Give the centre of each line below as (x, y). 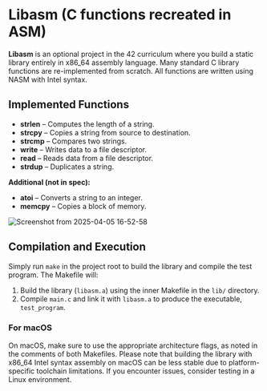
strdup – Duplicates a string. (67, 167)
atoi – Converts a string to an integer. (81, 197)
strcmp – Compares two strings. (73, 141)
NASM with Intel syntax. (48, 79)
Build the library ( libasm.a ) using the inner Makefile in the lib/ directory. (140, 290)
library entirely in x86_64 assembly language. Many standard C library (124, 62)
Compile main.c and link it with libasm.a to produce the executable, (131, 299)
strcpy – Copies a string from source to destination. (105, 132)
